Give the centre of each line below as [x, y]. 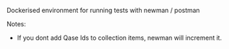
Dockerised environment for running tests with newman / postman [103, 10]
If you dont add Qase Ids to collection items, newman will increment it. [119, 38]
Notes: [16, 24]
